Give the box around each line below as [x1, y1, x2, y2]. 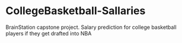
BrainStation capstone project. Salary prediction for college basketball [5, 24, 177, 31]
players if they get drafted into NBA [5, 29, 92, 37]
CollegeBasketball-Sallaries [5, 4, 146, 18]
